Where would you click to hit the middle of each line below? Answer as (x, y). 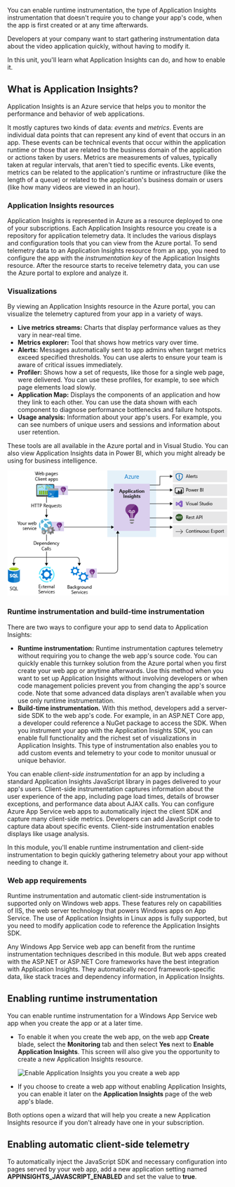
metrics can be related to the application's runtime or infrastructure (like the (117, 172)
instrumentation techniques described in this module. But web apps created (117, 954)
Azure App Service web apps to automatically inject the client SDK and (109, 811)
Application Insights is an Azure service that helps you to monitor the (107, 106)
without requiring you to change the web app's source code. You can (117, 655)
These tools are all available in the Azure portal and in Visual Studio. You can (118, 446)
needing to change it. (38, 862)
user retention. (39, 432)
